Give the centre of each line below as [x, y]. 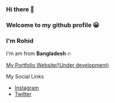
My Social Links [25, 77]
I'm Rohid [20, 40]
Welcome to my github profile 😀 [53, 25]
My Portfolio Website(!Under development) [57, 65]
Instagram [27, 88]
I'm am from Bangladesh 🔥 [39, 54]
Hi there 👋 [20, 9]
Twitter [23, 94]
